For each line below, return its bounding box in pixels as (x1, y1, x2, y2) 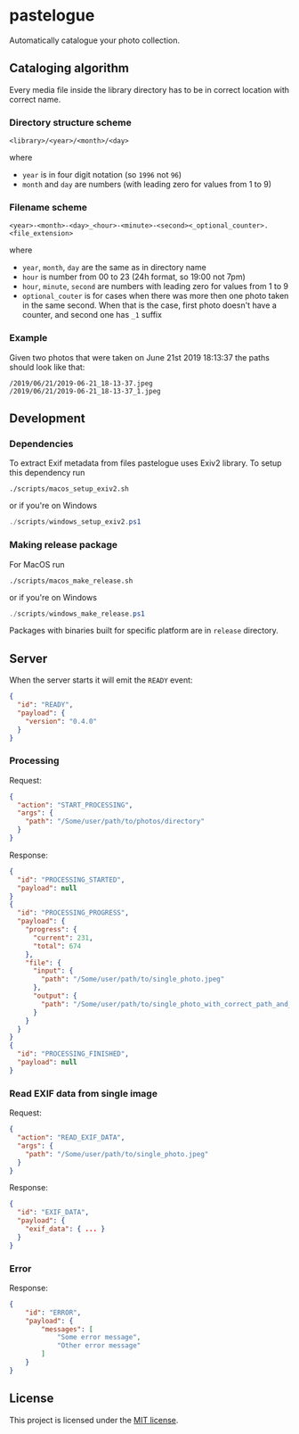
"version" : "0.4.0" (25, 717, 98, 725)
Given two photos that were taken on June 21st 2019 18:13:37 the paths (9, 352, 270, 362)
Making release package (9, 539, 118, 551)
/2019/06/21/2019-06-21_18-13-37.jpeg (9, 378, 153, 388)
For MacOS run (9, 559, 65, 569)
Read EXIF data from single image (9, 1087, 158, 1099)
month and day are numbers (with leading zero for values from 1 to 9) (21, 179, 272, 190)
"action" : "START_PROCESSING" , (17, 800, 133, 809)
